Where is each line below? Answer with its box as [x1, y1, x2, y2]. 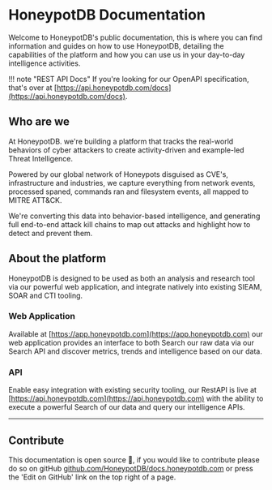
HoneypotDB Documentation [8, 6, 206, 24]
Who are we [8, 115, 70, 129]
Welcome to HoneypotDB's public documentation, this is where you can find [8, 32, 263, 42]
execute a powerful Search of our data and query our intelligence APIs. [8, 402, 245, 412]
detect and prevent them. [8, 228, 93, 238]
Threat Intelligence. [8, 153, 74, 163]
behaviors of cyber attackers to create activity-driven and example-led [8, 144, 244, 155]
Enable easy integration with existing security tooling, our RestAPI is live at [8, 385, 257, 395]
